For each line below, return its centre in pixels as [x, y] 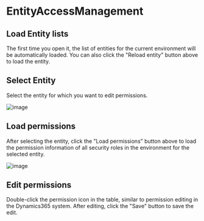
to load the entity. [28, 61]
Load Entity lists [37, 34]
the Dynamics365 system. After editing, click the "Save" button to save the [100, 206]
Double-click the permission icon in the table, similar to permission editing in [102, 200]
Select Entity [31, 81]
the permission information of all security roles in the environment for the [98, 147]
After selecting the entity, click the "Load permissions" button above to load [101, 141]
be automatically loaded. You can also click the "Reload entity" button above [102, 55]
